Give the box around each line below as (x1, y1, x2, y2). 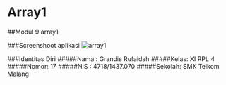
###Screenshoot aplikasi (7, 41, 80, 49)
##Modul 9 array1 (7, 27, 59, 36)
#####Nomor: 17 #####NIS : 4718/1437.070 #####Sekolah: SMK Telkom (7, 62, 220, 70)
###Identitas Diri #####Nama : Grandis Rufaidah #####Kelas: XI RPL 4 (7, 54, 215, 63)
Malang (7, 70, 30, 78)
